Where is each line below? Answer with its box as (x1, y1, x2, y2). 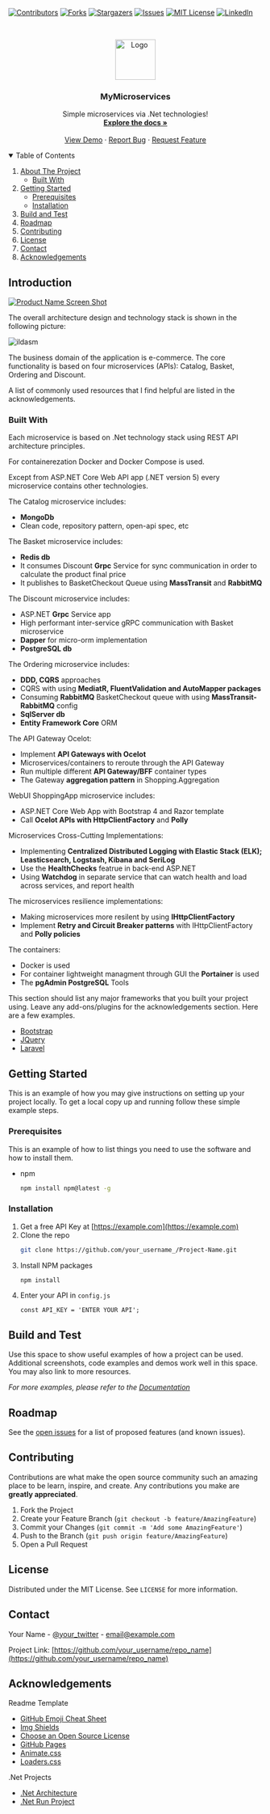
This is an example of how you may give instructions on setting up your (8, 1088, 245, 1099)
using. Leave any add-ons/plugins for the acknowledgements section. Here (8, 1002, 259, 1012)
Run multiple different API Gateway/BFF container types (19, 766, 207, 776)
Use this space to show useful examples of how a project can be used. (8, 1350, 243, 1360)
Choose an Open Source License (19, 1731, 131, 1741)
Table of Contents (15, 150, 75, 161)
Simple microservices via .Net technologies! (62, 109, 209, 119)
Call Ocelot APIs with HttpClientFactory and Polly (19, 815, 189, 825)
